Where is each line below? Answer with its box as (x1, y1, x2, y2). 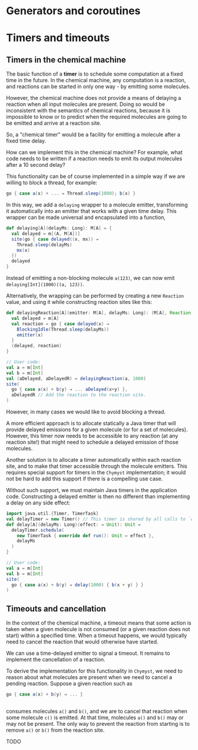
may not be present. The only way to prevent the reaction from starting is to (6, 720, 190, 727)
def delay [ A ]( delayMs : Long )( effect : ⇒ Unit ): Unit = (6, 522, 141, 528)
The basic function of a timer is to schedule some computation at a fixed (6, 70, 183, 77)
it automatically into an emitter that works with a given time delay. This (6, 208, 177, 215)
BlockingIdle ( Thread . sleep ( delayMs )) (16, 326, 110, 332)
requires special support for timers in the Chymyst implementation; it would (6, 469, 186, 476)
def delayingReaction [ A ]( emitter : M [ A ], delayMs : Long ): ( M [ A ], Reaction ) (6, 310, 194, 316)
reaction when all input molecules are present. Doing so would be (6, 101, 165, 108)
